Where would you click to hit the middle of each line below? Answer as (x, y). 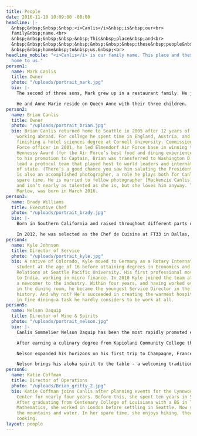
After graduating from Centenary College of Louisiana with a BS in (102, 402)
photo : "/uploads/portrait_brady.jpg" (59, 213)
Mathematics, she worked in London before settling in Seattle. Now (102, 408)
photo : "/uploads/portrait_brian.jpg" (59, 126)
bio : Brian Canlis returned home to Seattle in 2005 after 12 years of (101, 131)
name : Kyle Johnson (35, 245)
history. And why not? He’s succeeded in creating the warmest (96, 294)
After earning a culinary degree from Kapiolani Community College (101, 343)
